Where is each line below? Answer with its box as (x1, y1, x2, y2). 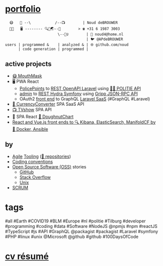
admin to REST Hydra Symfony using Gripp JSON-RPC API (19, 91, 138, 97)
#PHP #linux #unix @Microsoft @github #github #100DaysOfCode (5, 234, 139, 240)
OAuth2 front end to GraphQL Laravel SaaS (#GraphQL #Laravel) (19, 96, 150, 101)
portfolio (5, 3, 41, 15)
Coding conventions (12, 158, 53, 165)
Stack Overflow (19, 174, 51, 180)
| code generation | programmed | (18, 47, 89, 51)
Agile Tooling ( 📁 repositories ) (12, 153, 71, 159)
